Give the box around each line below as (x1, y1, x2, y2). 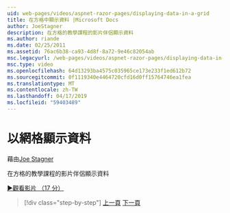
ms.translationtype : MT (7, 80, 75, 87)
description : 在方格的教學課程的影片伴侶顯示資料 (7, 29, 134, 36)
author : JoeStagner (7, 23, 63, 29)
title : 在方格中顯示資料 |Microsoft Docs (7, 16, 118, 23)
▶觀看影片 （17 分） (7, 184, 64, 192)
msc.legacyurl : (7, 55, 51, 62)
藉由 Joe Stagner (7, 155, 54, 163)
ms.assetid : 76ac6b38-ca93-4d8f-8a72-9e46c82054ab (7, 49, 155, 55)
